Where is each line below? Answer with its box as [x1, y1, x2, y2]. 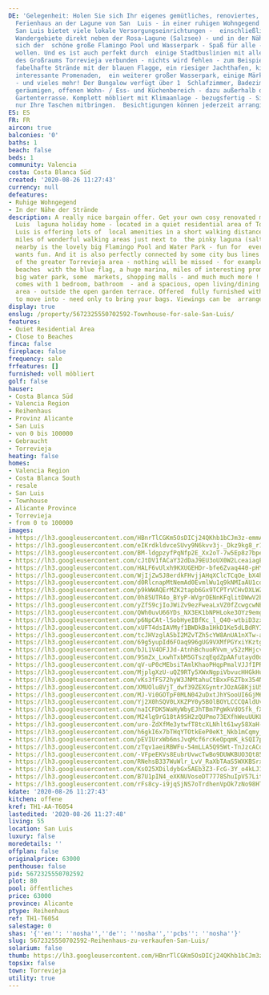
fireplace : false [8, 347, 66, 355]
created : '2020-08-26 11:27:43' [8, 176, 116, 185]
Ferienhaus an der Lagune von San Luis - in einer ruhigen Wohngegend [15, 19, 260, 27]
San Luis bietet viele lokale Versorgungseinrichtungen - [15, 26, 214, 35]
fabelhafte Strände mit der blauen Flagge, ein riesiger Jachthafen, [15, 64, 252, 72]
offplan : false [8, 847, 59, 855]
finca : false [8, 340, 52, 348]
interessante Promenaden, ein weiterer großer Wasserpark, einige [15, 71, 246, 79]
